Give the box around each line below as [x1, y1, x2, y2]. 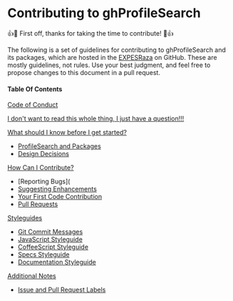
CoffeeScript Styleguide [17, 243, 89, 251]
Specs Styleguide [17, 250, 70, 259]
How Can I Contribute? [7, 163, 74, 172]
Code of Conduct [7, 101, 58, 109]
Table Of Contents [7, 84, 63, 93]
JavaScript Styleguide [17, 235, 83, 244]
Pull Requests [17, 200, 58, 208]
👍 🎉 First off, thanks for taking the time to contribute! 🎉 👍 [7, 29, 174, 37]
